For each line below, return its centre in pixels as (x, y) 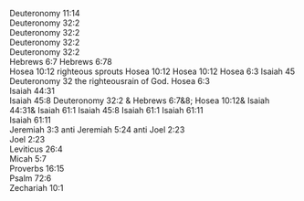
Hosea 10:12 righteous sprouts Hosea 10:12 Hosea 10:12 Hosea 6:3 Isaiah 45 (152, 71)
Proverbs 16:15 (37, 169)
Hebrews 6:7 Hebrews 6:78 (61, 62)
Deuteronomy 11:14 (45, 13)
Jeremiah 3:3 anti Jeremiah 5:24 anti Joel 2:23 (97, 130)
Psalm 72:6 (31, 178)
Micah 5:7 (28, 159)
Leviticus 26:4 (36, 149)
